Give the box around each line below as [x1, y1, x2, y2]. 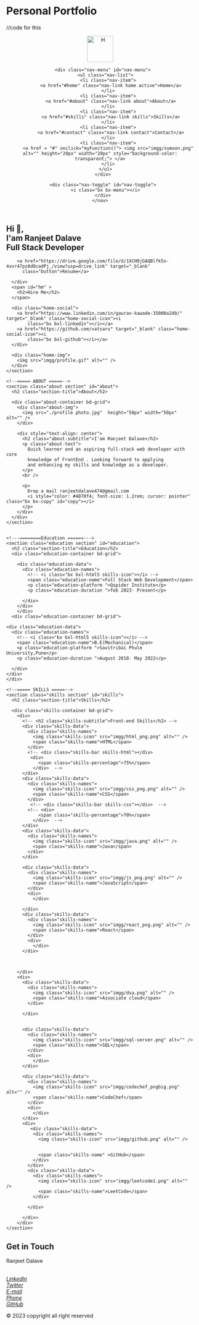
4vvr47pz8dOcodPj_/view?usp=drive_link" [6, 263, 108, 269]
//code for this [6, 24, 42, 31]
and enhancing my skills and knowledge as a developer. [27, 462, 169, 468]
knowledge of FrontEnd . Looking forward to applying [27, 457, 164, 463]
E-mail [6, 1288, 23, 1295]
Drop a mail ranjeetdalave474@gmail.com [27, 488, 129, 494]
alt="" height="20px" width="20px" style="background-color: [23, 151, 178, 157]
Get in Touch [6, 1241, 55, 1252]
